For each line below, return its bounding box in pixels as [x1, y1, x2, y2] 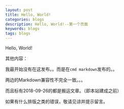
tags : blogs [5, 31, 30, 36]
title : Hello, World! [5, 12, 51, 17]
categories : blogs [5, 17, 44, 22]
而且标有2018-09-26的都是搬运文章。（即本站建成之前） [5, 88, 122, 94]
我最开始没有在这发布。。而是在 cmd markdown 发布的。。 [5, 66, 117, 72]
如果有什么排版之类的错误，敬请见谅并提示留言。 [5, 98, 108, 104]
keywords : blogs [5, 26, 40, 31]
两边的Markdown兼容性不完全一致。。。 [5, 77, 85, 83]
